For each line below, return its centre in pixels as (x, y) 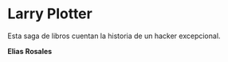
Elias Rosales (30, 51)
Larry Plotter (50, 14)
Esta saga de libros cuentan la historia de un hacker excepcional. (114, 36)
